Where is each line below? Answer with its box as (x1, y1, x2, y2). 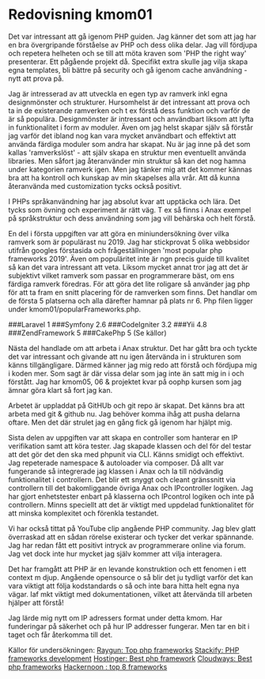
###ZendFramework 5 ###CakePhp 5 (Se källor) (8, 328, 167, 338)
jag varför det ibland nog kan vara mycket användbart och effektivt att (8, 130, 237, 140)
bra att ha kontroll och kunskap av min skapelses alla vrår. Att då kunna (8, 172, 240, 183)
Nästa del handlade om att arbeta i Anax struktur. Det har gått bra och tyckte (8, 343, 258, 353)
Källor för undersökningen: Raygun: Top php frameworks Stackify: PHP (8, 645, 240, 654)
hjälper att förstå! (8, 598, 65, 607)
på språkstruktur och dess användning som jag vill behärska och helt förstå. (8, 213, 256, 223)
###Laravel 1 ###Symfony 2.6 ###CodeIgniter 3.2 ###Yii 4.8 (8, 319, 207, 329)
